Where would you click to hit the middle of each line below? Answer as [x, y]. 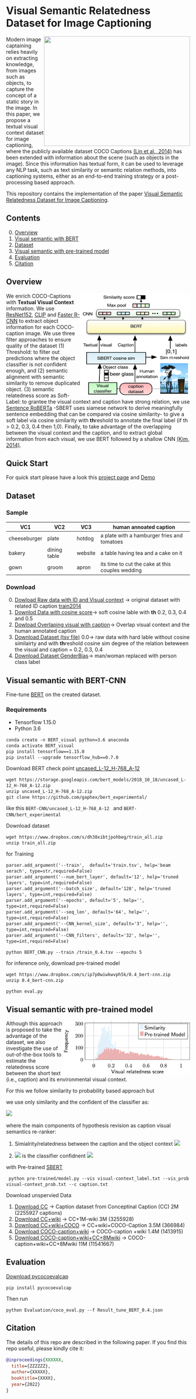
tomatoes [112, 542]
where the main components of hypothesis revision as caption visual [88, 1126]
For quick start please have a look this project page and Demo [81, 477]
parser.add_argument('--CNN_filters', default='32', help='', [83, 936]
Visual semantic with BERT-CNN [66, 680]
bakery [17, 553]
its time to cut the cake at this [136, 564]
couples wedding [121, 570]
